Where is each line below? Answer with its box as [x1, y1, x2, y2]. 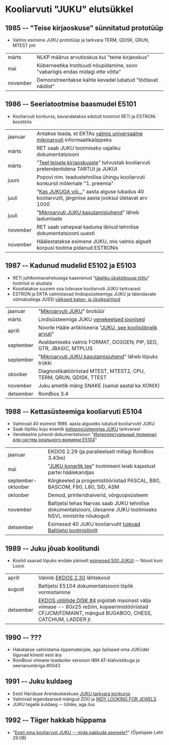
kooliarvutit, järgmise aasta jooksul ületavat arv [36, 194, 147, 201]
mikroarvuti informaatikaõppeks [36, 136, 112, 143]
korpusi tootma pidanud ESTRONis [36, 244, 119, 251]
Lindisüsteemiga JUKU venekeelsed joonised [38, 315, 145, 323]
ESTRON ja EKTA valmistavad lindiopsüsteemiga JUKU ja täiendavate [12, 291, 156, 297]
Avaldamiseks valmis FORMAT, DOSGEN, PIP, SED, [38, 338, 158, 345]
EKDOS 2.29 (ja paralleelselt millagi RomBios [47, 448, 154, 455]
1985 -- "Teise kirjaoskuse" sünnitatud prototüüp [5, 24, 163, 32]
